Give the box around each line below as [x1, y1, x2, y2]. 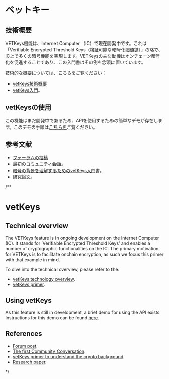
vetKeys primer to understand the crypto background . [12, 354, 125, 360]
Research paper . [12, 359, 47, 365]
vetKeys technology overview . [12, 276, 75, 282]
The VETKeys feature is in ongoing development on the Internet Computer [5, 235, 159, 241]
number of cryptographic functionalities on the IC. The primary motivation [5, 245, 159, 251]
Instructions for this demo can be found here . [5, 315, 99, 321]
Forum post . [12, 343, 38, 349]
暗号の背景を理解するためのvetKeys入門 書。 [12, 167, 105, 173]
